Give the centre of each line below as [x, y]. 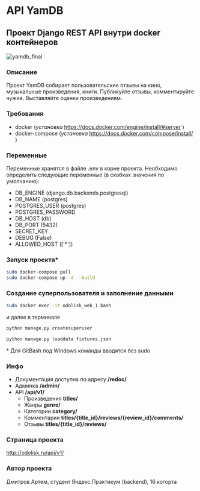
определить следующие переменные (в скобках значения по [85, 175]
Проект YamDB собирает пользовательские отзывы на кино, [84, 86]
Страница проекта [35, 440]
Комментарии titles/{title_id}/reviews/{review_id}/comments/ [104, 418]
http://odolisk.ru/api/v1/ [35, 453]
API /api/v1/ [30, 392]
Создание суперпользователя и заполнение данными [90, 293]
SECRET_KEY [32, 231]
